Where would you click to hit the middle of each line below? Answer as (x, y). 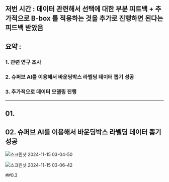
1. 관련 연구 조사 (23, 62)
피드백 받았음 (24, 28)
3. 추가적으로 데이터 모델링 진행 (41, 92)
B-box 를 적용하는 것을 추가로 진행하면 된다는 (97, 18)
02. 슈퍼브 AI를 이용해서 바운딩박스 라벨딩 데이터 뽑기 (83, 132)
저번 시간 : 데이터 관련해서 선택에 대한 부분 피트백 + (79, 9)
